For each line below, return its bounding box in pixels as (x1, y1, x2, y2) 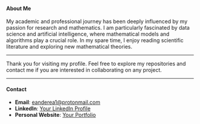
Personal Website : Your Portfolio (14, 112, 96, 119)
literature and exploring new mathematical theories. (6, 43, 133, 50)
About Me (6, 5, 32, 12)
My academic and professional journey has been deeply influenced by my (6, 18, 187, 25)
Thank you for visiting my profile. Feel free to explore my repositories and (6, 60, 186, 68)
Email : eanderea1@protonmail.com (14, 98, 101, 106)
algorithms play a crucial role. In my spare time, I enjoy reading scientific (6, 37, 184, 44)
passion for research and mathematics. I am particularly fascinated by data (6, 24, 190, 31)
